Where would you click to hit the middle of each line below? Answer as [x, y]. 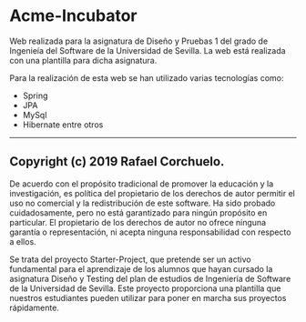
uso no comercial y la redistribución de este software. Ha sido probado [143, 203]
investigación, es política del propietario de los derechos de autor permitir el [153, 193]
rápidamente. [34, 307]
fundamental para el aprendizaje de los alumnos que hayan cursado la [141, 268]
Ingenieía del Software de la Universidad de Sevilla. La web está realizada [148, 50]
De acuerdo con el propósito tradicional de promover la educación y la [142, 184]
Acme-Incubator [73, 16]
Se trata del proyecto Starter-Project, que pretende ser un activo [131, 259]
